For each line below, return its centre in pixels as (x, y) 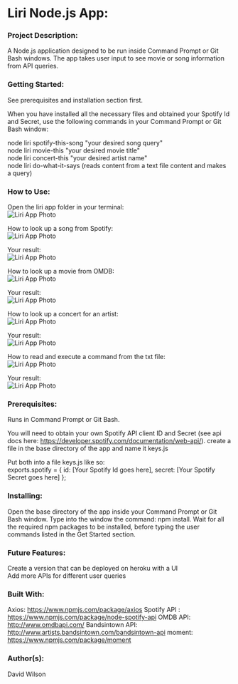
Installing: (25, 496)
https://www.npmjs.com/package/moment (69, 640)
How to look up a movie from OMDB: (61, 271)
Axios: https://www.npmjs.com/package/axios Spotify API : (94, 610)
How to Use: (29, 192)
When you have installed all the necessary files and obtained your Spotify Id (118, 114)
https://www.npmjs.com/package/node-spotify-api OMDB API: (99, 617)
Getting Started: (36, 85)
